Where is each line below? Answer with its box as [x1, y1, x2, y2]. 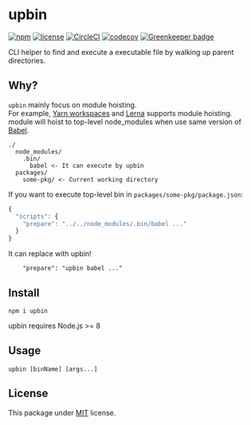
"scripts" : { [15, 212, 59, 220]
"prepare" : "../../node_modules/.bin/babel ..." [22, 220, 187, 228]
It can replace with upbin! [8, 249, 92, 259]
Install [8, 286, 40, 299]
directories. [8, 56, 46, 65]
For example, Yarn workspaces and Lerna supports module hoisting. [8, 108, 233, 118]
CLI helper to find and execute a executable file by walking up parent [8, 47, 234, 57]
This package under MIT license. [8, 407, 116, 417]
